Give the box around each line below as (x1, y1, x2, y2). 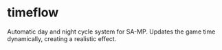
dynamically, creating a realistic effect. (7, 34, 117, 42)
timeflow (7, 5, 59, 21)
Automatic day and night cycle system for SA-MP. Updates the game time (7, 27, 216, 36)
